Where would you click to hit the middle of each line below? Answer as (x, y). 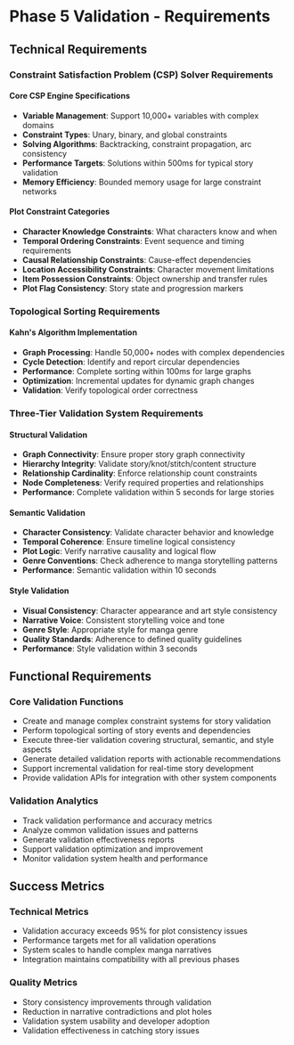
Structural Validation (49, 435)
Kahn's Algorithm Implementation (73, 332)
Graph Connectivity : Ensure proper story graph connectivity (134, 454)
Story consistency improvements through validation (117, 1002)
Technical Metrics (49, 911)
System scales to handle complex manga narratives (117, 950)
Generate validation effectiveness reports (98, 839)
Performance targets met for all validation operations (119, 941)
